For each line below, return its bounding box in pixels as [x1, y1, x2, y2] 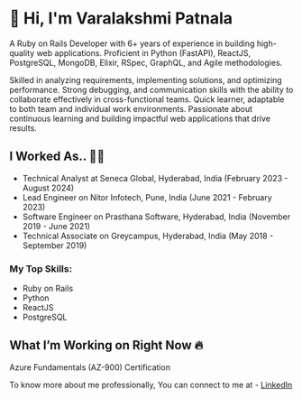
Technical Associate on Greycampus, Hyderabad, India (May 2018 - [22, 230, 273, 241]
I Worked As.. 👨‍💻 [9, 149, 105, 164]
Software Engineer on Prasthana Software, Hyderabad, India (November [22, 211, 291, 222]
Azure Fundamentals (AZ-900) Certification [9, 361, 171, 373]
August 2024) [22, 182, 75, 193]
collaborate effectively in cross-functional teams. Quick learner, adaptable [9, 94, 285, 105]
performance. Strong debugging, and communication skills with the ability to [9, 84, 294, 95]
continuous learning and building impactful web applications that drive [9, 113, 270, 124]
